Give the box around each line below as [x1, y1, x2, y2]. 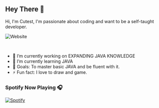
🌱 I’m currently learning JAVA [12, 58, 73, 64]
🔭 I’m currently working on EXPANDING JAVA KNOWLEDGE [12, 53, 135, 59]
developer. [5, 24, 28, 30]
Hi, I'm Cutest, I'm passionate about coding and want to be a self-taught [5, 18, 154, 24]
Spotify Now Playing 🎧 [5, 84, 63, 91]
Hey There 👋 [5, 5, 45, 14]
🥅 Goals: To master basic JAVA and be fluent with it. [12, 63, 120, 69]
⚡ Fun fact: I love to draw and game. [12, 69, 87, 75]
